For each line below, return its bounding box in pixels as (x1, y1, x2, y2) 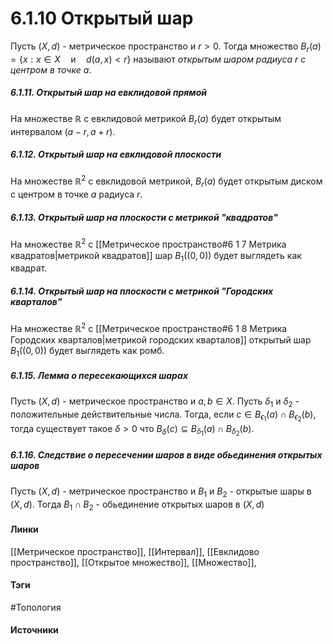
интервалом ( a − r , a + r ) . (10, 125, 116, 137)
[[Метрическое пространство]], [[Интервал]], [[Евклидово (10, 545, 260, 557)
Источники (10, 624, 59, 636)
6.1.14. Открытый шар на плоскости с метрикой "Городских (10, 285, 274, 297)
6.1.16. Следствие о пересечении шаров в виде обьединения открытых (10, 449, 323, 461)
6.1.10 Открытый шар (10, 7, 194, 30)
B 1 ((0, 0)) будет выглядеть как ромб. (10, 344, 165, 359)
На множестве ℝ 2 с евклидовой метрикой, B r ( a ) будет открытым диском (10, 173, 323, 189)
